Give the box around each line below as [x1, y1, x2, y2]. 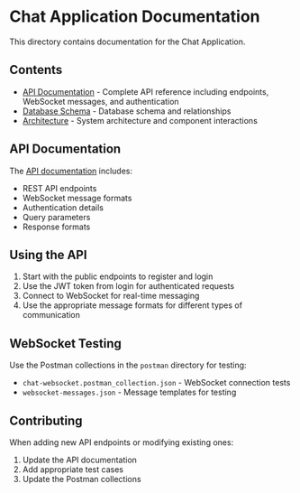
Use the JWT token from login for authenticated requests [22, 281, 235, 292]
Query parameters [22, 211, 91, 222]
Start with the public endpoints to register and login [22, 271, 214, 282]
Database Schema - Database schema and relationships [22, 106, 232, 116]
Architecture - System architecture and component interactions [22, 115, 259, 126]
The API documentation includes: [9, 165, 133, 176]
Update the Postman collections [22, 474, 141, 484]
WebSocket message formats [22, 192, 132, 203]
